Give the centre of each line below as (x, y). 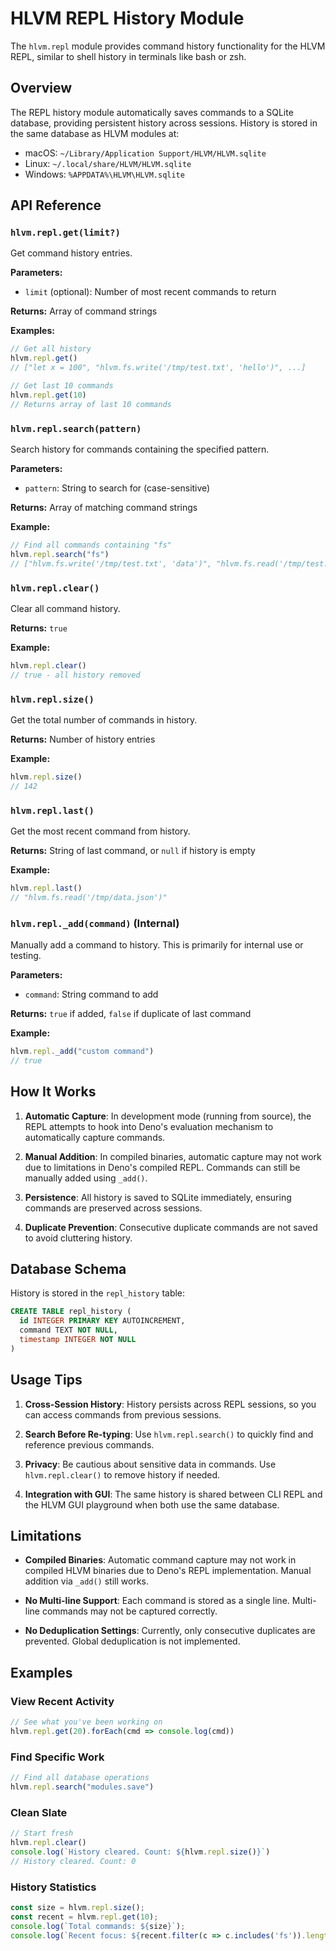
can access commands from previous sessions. (123, 1414)
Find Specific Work (57, 1757)
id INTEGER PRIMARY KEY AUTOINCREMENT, (102, 1321)
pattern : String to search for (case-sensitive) (117, 488)
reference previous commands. (89, 1444)
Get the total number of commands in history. (104, 719)
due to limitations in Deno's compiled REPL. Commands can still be (162, 1167)
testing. (26, 956)
